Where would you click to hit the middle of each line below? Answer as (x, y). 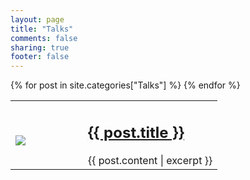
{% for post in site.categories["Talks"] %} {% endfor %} (125, 85)
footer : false (40, 57)
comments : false (44, 38)
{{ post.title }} (136, 132)
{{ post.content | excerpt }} (150, 160)
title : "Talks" (42, 29)
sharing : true (40, 47)
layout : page (37, 19)
